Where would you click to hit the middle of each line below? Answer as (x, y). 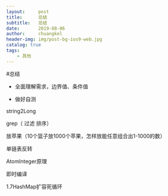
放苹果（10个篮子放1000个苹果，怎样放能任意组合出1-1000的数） (86, 136)
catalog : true (24, 45)
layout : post (28, 12)
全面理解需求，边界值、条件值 (51, 86)
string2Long (21, 111)
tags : (13, 51)
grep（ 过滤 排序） (29, 123)
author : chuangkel (34, 34)
